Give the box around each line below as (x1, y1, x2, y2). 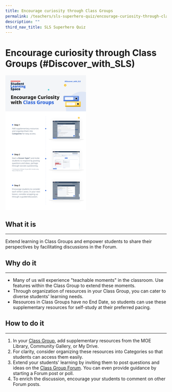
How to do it (5, 319, 45, 328)
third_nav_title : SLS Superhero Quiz (5, 25, 86, 30)
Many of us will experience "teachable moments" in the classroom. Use (12, 277, 164, 283)
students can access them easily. (12, 354, 83, 360)
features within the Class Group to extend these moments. (12, 282, 136, 289)
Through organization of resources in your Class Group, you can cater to (12, 288, 166, 294)
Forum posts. (12, 381, 41, 387)
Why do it (5, 259, 37, 267)
